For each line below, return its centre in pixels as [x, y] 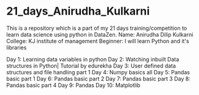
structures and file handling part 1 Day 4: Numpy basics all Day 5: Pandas [98, 72]
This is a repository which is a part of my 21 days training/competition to [97, 28]
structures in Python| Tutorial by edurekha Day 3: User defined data [91, 66]
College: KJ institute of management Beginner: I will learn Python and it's [98, 41]
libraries [16, 47]
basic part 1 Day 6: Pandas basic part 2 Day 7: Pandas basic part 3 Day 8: [98, 79]
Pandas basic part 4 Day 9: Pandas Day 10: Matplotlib [74, 85]
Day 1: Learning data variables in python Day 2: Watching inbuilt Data [93, 59]
